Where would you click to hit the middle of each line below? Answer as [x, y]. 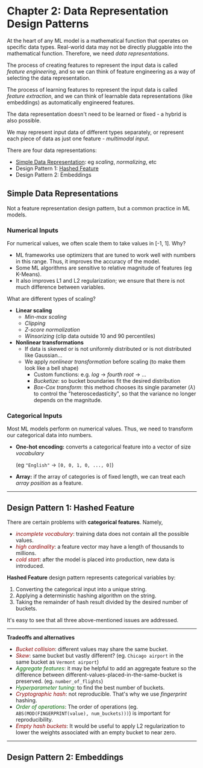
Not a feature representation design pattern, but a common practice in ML [98, 208]
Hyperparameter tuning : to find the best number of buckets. [90, 688]
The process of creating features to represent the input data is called [92, 65]
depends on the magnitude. [68, 400]
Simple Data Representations [63, 194]
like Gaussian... [43, 355]
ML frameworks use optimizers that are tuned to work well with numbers [105, 255]
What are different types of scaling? [51, 299]
